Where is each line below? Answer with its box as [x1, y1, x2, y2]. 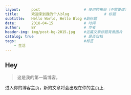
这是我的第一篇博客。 [17, 75, 60, 80]
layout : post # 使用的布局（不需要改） [5, 7, 129, 12]
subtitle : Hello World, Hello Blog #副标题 [5, 16, 97, 21]
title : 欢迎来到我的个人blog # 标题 [5, 12, 116, 16]
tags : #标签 [5, 39, 94, 44]
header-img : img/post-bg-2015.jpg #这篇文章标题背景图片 [5, 30, 123, 34]
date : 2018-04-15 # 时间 [5, 20, 96, 26]
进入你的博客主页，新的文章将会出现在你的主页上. [5, 85, 105, 91]
